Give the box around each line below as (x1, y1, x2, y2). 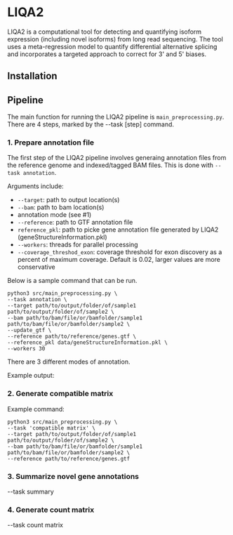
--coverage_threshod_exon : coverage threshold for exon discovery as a (17, 248, 222, 256)
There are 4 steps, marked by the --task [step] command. (7, 120, 174, 128)
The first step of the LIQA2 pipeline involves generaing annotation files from (7, 154, 227, 162)
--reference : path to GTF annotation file (17, 218, 133, 227)
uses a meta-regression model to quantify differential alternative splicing (7, 42, 218, 51)
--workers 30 (7, 345, 46, 352)
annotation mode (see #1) (17, 211, 92, 219)
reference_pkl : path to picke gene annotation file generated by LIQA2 (17, 225, 219, 234)
